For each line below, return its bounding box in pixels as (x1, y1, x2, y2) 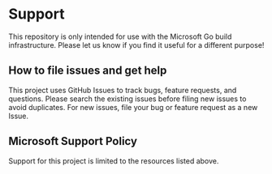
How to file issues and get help (8, 64, 167, 78)
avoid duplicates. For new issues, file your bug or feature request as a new (8, 102, 258, 112)
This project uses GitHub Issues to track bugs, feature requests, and (8, 85, 237, 95)
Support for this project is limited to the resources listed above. (8, 155, 219, 166)
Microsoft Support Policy (8, 134, 138, 148)
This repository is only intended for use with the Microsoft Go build (8, 32, 232, 41)
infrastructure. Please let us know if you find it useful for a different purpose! (8, 40, 265, 49)
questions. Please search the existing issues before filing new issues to (8, 94, 247, 104)
